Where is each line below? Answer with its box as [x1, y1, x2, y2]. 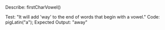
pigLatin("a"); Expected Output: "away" [5, 19, 88, 25]
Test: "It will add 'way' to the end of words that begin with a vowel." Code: [5, 14, 160, 19]
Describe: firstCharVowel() [5, 4, 61, 10]
